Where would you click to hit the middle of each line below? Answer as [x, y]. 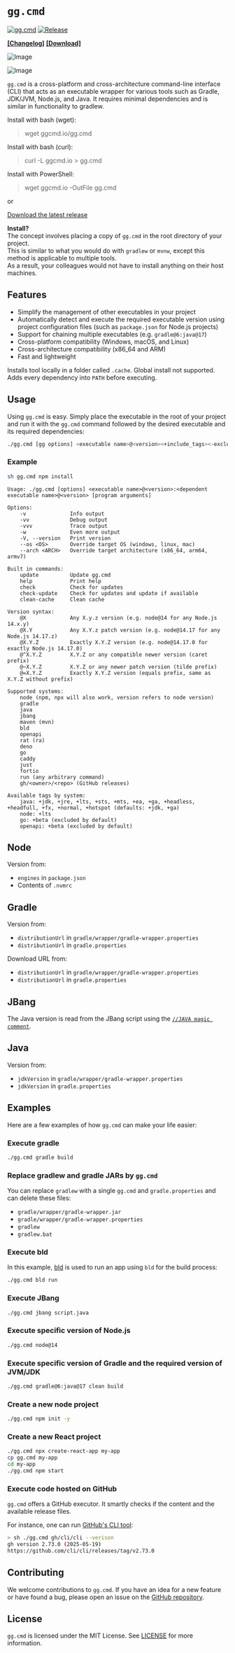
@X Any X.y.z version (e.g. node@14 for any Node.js [119, 618]
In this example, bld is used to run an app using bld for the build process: [113, 1267]
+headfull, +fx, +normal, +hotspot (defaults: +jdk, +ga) [93, 808]
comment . [19, 1026]
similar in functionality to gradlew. [56, 106]
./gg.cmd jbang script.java [48, 1313]
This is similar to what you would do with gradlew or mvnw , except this [106, 251]
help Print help [60, 581]
